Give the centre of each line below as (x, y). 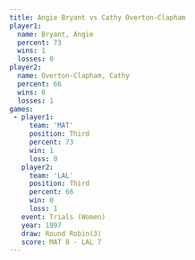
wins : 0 (32, 92)
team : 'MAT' (51, 126)
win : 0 (41, 201)
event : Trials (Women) (63, 217)
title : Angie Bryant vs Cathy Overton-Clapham (97, 17)
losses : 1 (35, 101)
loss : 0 (43, 159)
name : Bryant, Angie (55, 34)
